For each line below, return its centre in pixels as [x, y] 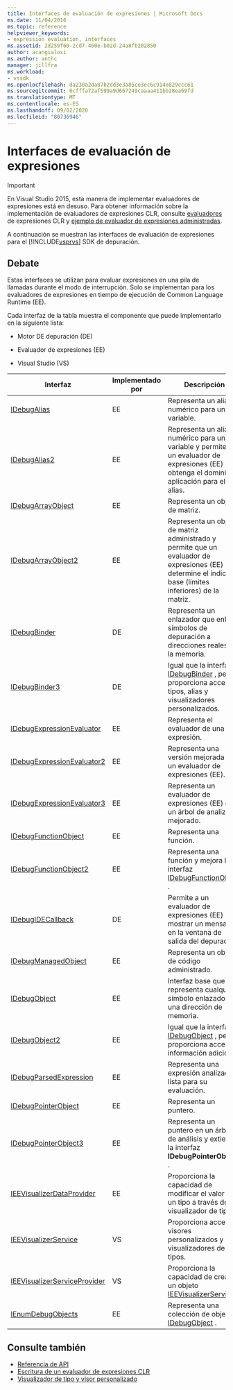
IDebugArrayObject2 [44, 561]
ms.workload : [26, 71]
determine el [188, 573]
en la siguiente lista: [36, 323]
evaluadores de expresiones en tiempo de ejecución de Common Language [115, 295]
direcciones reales [198, 645]
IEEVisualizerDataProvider [53, 1194]
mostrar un [185, 924]
